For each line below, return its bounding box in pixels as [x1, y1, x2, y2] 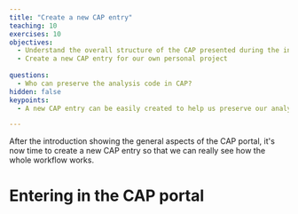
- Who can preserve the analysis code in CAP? [17, 79, 192, 88]
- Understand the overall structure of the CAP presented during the [17, 46, 279, 55]
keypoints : [9, 95, 50, 105]
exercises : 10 [9, 29, 62, 38]
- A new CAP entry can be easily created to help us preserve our [17, 104, 268, 113]
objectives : [9, 37, 53, 47]
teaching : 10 [9, 21, 58, 30]
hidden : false [9, 87, 62, 96]
